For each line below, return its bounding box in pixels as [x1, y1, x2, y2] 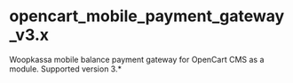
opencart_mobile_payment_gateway [9, 6, 285, 26]
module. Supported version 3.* [9, 64, 123, 74]
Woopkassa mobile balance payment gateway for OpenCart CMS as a [9, 54, 265, 64]
